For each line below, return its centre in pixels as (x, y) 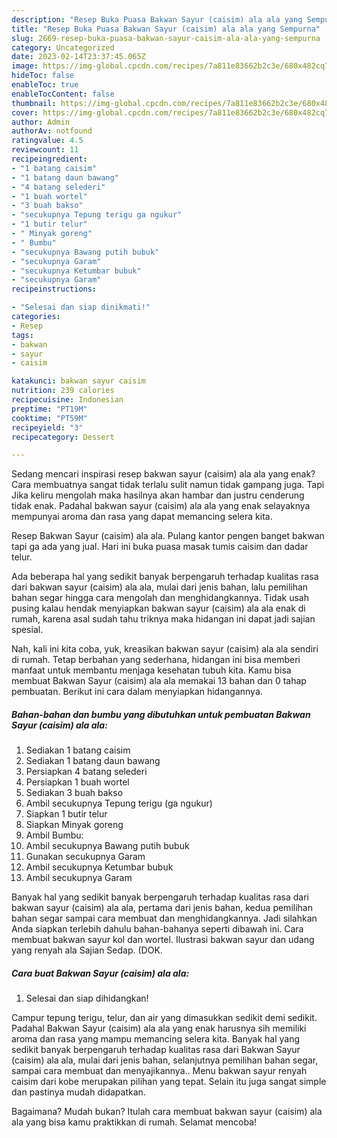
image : (25, 66)
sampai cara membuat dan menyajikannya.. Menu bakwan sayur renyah (159, 1071)
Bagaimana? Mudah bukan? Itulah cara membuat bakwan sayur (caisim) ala (167, 1112)
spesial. (27, 630)
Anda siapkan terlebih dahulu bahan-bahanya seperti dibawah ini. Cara (157, 929)
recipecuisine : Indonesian (67, 400)
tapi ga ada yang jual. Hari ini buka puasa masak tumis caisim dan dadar (160, 547)
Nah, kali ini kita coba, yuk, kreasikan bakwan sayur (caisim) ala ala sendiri (165, 649)
